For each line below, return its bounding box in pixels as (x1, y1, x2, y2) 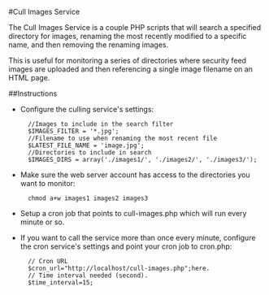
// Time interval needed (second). (28, 271, 149, 280)
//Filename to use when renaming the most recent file (28, 134, 218, 142)
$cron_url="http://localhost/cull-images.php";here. (28, 264, 210, 272)
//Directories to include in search (28, 149, 152, 157)
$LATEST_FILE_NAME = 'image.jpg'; (28, 141, 145, 150)
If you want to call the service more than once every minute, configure (20, 233, 256, 242)
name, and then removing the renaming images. (8, 40, 169, 50)
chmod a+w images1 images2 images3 (28, 194, 149, 202)
